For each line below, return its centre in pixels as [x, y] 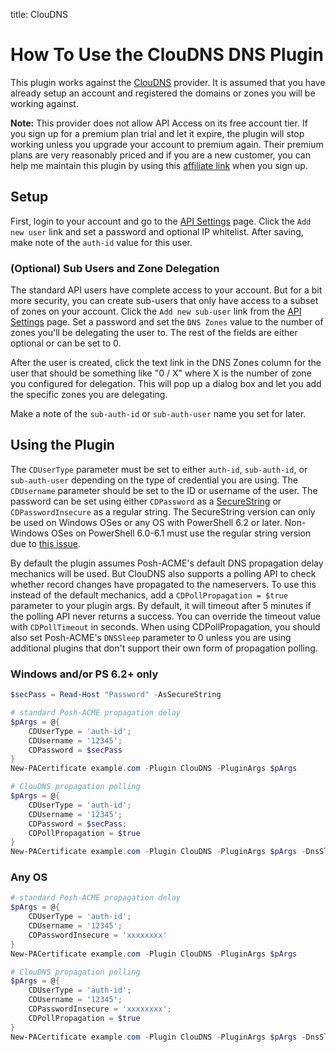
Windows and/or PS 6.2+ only [84, 674]
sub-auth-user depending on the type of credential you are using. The [154, 480]
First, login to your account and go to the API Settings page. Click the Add [161, 221]
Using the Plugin [62, 445]
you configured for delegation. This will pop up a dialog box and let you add [166, 384]
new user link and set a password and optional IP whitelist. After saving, [157, 231]
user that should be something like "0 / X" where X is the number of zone [161, 373]
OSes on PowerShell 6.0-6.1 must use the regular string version [181, 533]
